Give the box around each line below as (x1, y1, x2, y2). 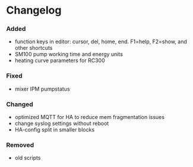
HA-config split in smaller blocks (14, 126, 95, 133)
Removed (6, 141, 34, 149)
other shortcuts (14, 44, 53, 52)
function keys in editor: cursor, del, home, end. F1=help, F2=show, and (14, 38, 187, 45)
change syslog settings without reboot (14, 120, 109, 127)
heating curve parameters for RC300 (14, 57, 105, 64)
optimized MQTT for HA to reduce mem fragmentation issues (14, 114, 165, 121)
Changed (6, 100, 34, 108)
